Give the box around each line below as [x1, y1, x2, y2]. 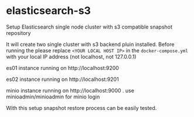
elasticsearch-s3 [6, 4, 91, 17]
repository [6, 29, 31, 36]
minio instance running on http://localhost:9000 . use [6, 87, 135, 94]
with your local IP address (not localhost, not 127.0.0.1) [6, 53, 137, 60]
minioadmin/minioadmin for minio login [6, 93, 100, 100]
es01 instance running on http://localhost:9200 [6, 64, 119, 71]
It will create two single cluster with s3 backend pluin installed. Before [6, 41, 175, 48]
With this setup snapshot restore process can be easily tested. [6, 104, 157, 111]
